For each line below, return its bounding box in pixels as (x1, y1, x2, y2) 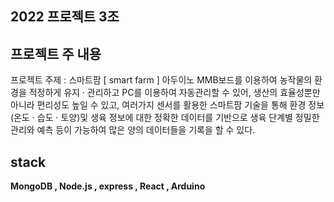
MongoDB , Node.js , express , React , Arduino (10, 180, 206, 192)
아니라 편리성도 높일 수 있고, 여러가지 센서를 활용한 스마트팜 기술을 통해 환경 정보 (10, 99, 325, 111)
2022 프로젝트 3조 (10, 8, 120, 26)
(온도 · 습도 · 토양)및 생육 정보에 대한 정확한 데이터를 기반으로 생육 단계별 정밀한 (10, 112, 320, 124)
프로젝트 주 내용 (10, 45, 102, 62)
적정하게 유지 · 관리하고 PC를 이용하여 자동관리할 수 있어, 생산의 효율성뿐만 (28, 87, 321, 99)
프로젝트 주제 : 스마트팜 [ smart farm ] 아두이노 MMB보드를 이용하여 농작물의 (10, 74, 313, 86)
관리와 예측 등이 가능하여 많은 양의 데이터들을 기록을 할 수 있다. (10, 124, 256, 136)
